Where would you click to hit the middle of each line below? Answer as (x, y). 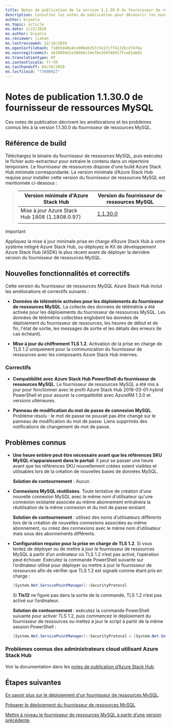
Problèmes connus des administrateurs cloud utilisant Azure (82, 649)
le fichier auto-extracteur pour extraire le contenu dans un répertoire (77, 161)
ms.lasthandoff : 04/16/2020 (35, 67)
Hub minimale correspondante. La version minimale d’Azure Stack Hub (79, 172)
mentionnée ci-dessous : (31, 183)
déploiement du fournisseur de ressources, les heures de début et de (85, 323)
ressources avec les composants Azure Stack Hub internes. (75, 354)
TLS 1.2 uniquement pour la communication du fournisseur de (77, 349)
